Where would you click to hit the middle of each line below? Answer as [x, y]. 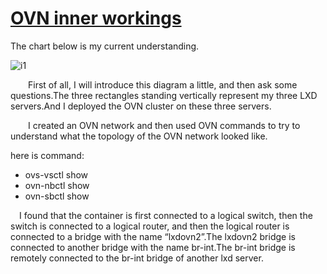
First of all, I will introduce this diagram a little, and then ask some [163, 84]
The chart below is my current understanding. [105, 46]
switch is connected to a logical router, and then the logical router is [150, 226]
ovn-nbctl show [57, 185]
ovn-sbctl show [57, 196]
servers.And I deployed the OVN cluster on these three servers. [141, 106]
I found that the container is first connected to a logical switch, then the [166, 215]
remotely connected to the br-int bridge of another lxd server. [137, 258]
